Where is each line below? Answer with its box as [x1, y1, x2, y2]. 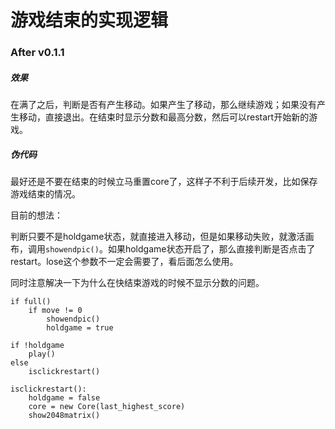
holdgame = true [46, 323, 114, 333]
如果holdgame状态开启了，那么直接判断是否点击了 [107, 243, 316, 255]
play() [28, 349, 56, 360]
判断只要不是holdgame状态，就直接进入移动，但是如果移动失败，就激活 [10, 231, 306, 243]
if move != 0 [28, 306, 83, 316]
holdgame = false [28, 393, 101, 403]
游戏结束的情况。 [10, 188, 81, 200]
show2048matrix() [28, 411, 101, 421]
